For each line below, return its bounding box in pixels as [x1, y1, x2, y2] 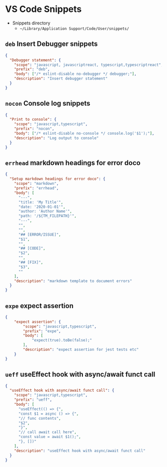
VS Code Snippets [5, 3, 82, 15]
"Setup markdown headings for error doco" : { [9, 176, 106, 181]
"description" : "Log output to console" [14, 136, 99, 141]
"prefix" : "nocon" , [14, 126, 55, 132]
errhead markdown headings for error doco [5, 158, 141, 167]
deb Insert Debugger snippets [5, 40, 98, 48]
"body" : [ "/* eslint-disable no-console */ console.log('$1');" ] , [14, 131, 155, 136]
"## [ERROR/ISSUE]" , [18, 232, 61, 237]
